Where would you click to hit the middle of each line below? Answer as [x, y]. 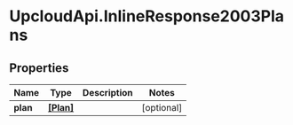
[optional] [162, 108]
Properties [39, 68]
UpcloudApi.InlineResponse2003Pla [147, 16]
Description [108, 93]
